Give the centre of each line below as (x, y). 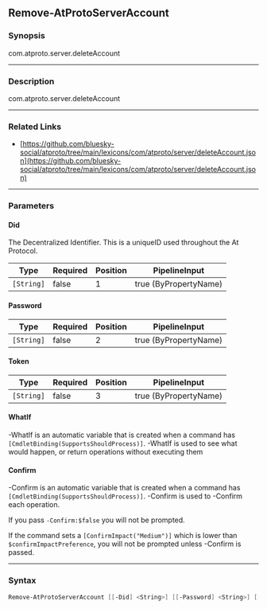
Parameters (31, 206)
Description (31, 81)
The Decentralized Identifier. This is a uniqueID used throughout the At (124, 243)
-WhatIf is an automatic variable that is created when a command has (122, 435)
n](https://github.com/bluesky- (70, 161)
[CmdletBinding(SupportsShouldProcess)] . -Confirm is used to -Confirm (126, 496)
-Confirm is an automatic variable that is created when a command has (124, 488)
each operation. (34, 505)
